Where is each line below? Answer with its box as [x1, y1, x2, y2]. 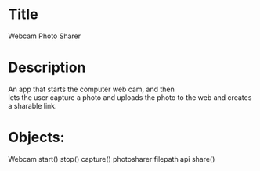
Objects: [8, 129, 65, 146]
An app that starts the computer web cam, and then [8, 84, 175, 94]
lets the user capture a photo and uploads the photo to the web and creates [8, 92, 252, 102]
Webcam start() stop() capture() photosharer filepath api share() [8, 154, 215, 163]
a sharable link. [8, 101, 57, 110]
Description [8, 59, 86, 77]
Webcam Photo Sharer [8, 31, 81, 41]
